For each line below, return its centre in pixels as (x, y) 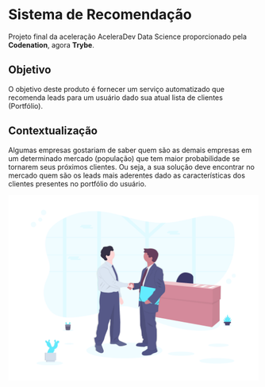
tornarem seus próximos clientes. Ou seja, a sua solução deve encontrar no (132, 167)
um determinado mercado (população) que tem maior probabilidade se (124, 158)
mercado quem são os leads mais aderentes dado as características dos (127, 175)
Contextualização (53, 131)
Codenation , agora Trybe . (52, 44)
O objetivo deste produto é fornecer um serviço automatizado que (116, 89)
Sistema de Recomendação (100, 15)
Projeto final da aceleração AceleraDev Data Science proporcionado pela (128, 36)
